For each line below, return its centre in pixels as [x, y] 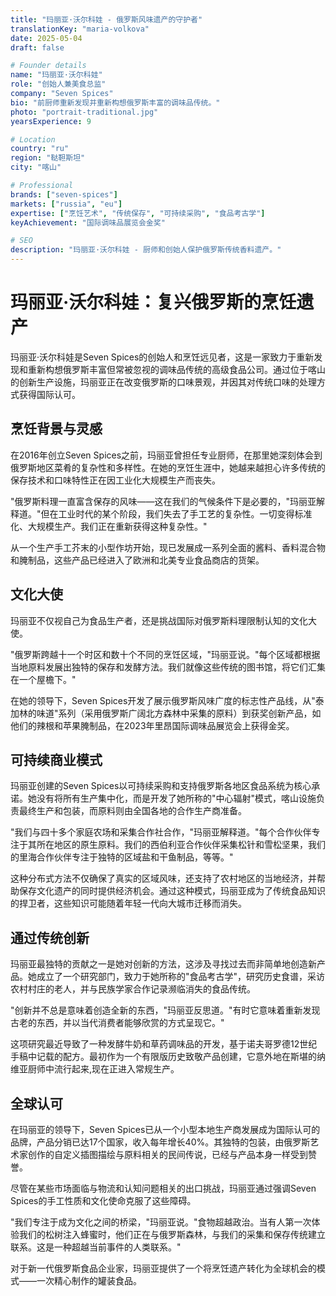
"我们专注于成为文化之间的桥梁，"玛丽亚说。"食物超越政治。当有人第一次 [161, 1222]
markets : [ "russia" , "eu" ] [66, 204]
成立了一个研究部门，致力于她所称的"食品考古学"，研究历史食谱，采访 [181, 977]
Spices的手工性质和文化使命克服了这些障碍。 [103, 1200]
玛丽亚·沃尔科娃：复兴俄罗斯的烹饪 [153, 302]
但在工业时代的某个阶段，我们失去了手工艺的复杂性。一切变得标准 [176, 513]
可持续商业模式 [56, 759]
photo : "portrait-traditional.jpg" [84, 112]
